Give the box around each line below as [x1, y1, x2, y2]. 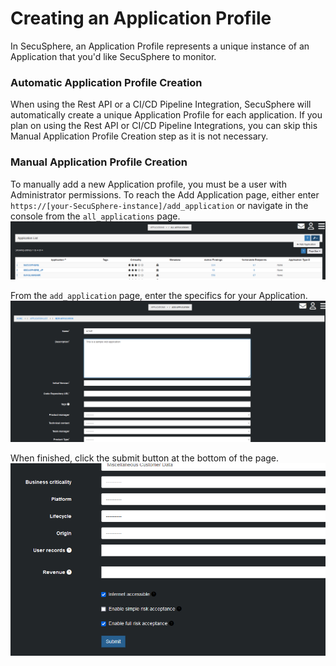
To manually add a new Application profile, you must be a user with [10, 178, 287, 190]
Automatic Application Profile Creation [10, 75, 203, 89]
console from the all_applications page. [10, 210, 181, 222]
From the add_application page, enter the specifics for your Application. [10, 289, 308, 301]
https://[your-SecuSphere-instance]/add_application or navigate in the [10, 199, 309, 211]
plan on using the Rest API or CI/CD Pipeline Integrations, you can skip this [10, 120, 318, 132]
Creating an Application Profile [10, 7, 272, 30]
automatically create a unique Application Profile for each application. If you [10, 109, 323, 121]
